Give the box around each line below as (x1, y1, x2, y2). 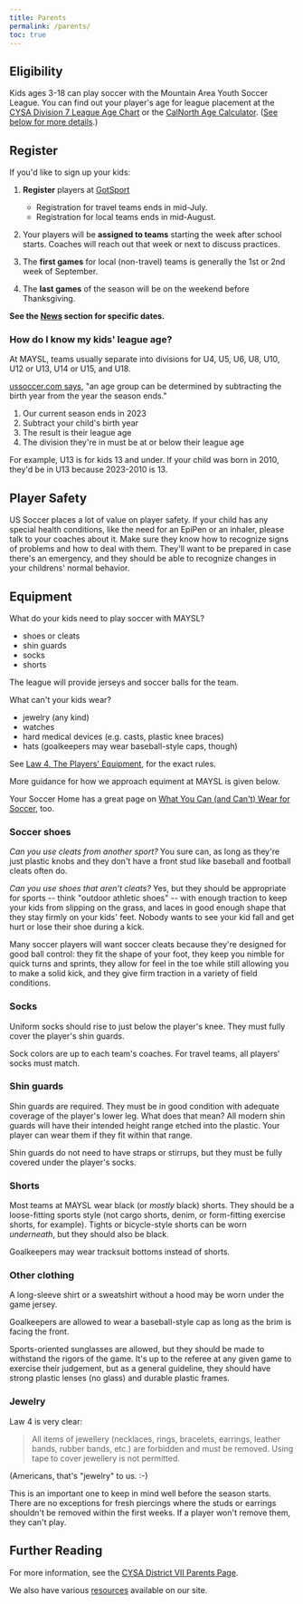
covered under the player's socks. (9, 1157, 137, 1167)
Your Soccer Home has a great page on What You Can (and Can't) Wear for (9, 793, 291, 804)
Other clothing (9, 1269, 75, 1282)
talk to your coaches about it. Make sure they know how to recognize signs (9, 533, 289, 544)
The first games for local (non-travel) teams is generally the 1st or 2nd (22, 256, 286, 267)
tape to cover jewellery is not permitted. (31, 1453, 181, 1464)
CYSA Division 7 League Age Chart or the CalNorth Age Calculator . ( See (9, 107, 279, 118)
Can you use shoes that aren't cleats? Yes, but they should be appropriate (9, 883, 287, 894)
